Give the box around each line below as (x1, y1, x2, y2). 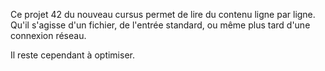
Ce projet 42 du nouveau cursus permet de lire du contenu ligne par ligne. (10, 9, 316, 20)
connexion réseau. (10, 30, 87, 41)
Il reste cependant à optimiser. (10, 49, 135, 61)
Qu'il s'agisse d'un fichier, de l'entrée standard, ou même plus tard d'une (10, 19, 311, 31)
